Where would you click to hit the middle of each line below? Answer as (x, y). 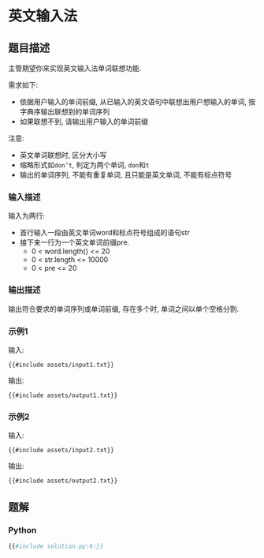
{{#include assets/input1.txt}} (61, 365)
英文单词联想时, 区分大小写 (63, 155)
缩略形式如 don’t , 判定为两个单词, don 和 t (84, 165)
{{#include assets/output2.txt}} (63, 481)
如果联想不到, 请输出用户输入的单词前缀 (84, 122)
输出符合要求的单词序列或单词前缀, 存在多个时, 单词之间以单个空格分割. (123, 309)
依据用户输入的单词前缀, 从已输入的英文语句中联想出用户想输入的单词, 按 (138, 102)
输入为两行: (27, 216)
